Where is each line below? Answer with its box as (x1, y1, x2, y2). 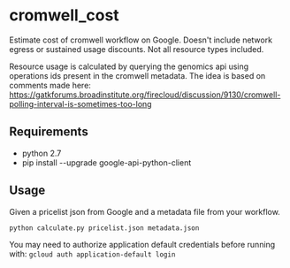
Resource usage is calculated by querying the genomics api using (9, 61, 249, 72)
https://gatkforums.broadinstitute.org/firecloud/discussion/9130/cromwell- (9, 89, 281, 100)
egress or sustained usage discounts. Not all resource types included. (9, 43, 264, 54)
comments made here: (9, 80, 91, 90)
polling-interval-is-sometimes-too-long (9, 98, 152, 109)
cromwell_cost (9, 5, 119, 26)
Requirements (9, 125, 88, 140)
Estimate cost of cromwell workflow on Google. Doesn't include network (9, 34, 272, 45)
